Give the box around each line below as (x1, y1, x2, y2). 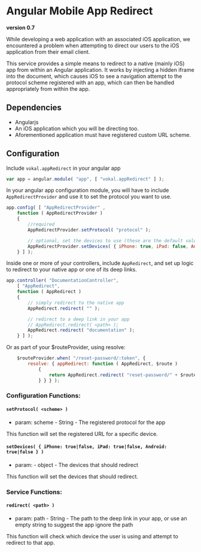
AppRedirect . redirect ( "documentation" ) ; (28, 327, 135, 333)
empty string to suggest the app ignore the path (14, 521, 133, 529)
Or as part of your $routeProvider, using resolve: (6, 344, 126, 351)
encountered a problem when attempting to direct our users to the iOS (6, 42, 179, 49)
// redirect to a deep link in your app (28, 316, 130, 322)
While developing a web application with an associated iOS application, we (6, 35, 190, 42)
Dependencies (6, 103, 62, 113)
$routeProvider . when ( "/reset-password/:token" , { (17, 355, 146, 361)
